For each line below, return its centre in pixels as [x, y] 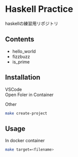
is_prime [21, 62]
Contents [20, 39]
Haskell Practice [39, 9]
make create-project [26, 113]
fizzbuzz [21, 56]
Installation [23, 78]
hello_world [24, 51]
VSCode [14, 89]
